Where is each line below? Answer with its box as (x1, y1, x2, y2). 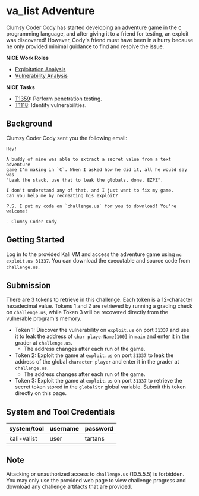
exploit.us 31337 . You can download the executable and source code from (6, 257, 191, 264)
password (84, 425, 114, 433)
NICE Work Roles (6, 54, 49, 61)
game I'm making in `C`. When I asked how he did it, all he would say (6, 166, 187, 173)
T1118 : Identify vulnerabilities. (14, 101, 87, 108)
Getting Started (6, 235, 65, 245)
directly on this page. (14, 390, 67, 397)
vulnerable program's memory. (6, 315, 82, 322)
